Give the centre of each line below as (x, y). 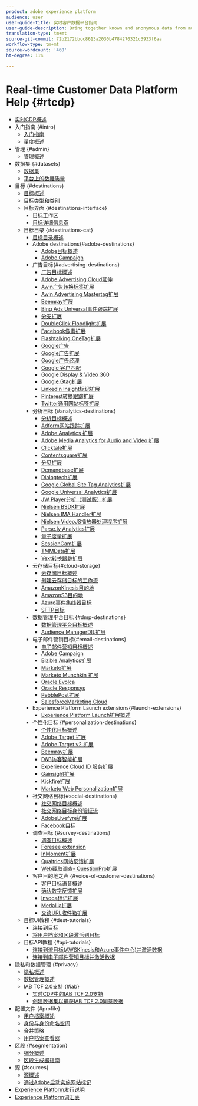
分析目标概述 (57, 418)
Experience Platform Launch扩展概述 (86, 715)
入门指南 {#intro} (35, 127)
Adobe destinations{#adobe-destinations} (83, 244)
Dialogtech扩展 (59, 477)
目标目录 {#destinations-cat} (58, 230)
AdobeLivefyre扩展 (64, 818)
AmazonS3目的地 (62, 595)
